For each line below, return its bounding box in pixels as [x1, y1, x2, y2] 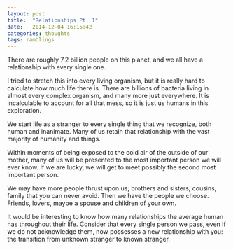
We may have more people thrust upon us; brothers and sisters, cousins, [7, 184, 217, 193]
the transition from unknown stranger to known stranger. [7, 235, 170, 244]
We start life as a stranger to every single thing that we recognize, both [7, 120, 212, 128]
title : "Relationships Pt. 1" [7, 17, 99, 24]
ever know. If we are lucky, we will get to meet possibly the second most [7, 163, 216, 172]
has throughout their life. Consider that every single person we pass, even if [7, 220, 226, 228]
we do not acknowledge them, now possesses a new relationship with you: [7, 228, 223, 236]
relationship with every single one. [7, 63, 106, 71]
